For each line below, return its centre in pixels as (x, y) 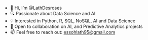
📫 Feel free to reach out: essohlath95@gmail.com (63, 32)
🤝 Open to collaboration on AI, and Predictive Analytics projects (76, 26)
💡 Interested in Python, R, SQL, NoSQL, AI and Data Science (73, 21)
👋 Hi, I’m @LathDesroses (36, 8)
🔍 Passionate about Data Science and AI (53, 13)
